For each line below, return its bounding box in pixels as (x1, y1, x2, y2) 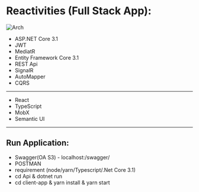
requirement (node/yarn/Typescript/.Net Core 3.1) (14, 166, 136, 173)
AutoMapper (14, 73, 46, 80)
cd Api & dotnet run (14, 172, 63, 180)
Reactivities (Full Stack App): (6, 4, 152, 18)
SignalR (14, 66, 34, 73)
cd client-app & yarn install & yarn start (14, 179, 111, 186)
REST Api (14, 60, 38, 68)
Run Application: (6, 138, 69, 148)
